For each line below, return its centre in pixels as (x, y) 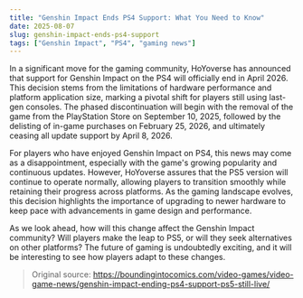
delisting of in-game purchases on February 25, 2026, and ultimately (137, 126)
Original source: (62, 275)
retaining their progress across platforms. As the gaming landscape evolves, (151, 191)
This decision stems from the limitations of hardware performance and (141, 88)
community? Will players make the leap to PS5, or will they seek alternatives (151, 238)
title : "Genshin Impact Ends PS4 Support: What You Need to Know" (137, 18)
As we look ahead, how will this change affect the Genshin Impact (132, 228)
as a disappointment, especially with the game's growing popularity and (143, 163)
